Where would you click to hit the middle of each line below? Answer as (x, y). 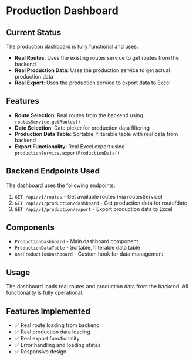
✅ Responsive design (40, 352)
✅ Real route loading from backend (57, 325)
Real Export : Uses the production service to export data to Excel (92, 83)
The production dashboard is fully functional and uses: (72, 46)
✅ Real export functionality (47, 339)
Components (30, 228)
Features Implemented (48, 311)
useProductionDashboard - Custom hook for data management (89, 254)
